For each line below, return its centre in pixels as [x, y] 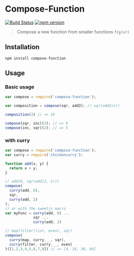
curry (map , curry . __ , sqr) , [38, 240]
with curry [17, 140]
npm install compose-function [36, 58]
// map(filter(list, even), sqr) [39, 231]
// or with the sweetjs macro [36, 208]
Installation [22, 47]
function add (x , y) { [27, 164]
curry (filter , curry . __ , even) [41, 244]
